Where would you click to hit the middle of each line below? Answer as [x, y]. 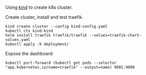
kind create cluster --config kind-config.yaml [57, 26]
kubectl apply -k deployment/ [37, 44]
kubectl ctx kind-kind [29, 31]
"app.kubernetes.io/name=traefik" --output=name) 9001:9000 [70, 67]
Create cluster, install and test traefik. [44, 17]
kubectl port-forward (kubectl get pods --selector [61, 63]
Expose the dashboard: [30, 53]
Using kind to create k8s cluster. [39, 7]
